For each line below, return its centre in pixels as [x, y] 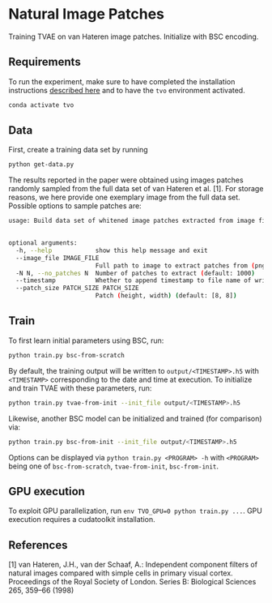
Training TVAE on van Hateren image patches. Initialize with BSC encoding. [134, 36]
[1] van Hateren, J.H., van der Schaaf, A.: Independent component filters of [133, 565]
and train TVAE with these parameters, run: [80, 388]
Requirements [45, 62]
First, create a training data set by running [78, 150]
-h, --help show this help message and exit [112, 250]
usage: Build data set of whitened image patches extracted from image [132, 221]
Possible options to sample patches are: [75, 206]
